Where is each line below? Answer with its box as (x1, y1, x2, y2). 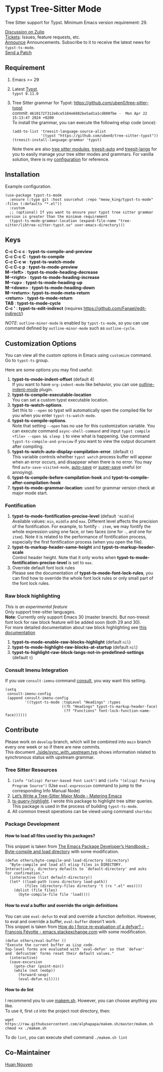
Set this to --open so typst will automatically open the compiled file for (12, 407, 153, 413)
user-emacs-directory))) (74, 222, 125, 227)
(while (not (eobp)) (14, 968, 55, 973)
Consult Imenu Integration (5, 667, 68, 673)
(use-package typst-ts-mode (5, 193, 62, 198)
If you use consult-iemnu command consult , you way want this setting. (5, 678, 146, 684)
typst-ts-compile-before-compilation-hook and (12, 474, 111, 480)
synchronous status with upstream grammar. (5, 754, 95, 760)
